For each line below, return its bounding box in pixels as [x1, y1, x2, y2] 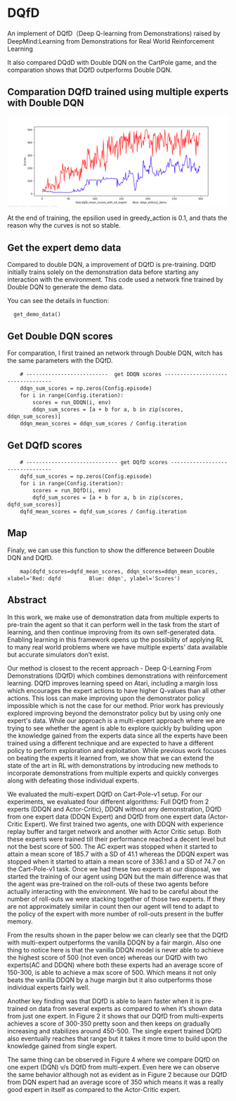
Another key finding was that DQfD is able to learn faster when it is [7, 997, 200, 1005]
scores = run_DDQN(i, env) [32, 399, 112, 406]
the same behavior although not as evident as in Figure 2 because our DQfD [7, 1070, 228, 1078]
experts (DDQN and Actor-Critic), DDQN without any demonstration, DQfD [7, 804, 222, 813]
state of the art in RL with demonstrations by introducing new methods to [7, 761, 219, 769]
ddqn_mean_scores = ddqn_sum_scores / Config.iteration [20, 421, 188, 428]
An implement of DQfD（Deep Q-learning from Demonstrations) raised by [7, 29, 221, 37]
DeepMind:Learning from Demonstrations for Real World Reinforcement [7, 37, 214, 45]
